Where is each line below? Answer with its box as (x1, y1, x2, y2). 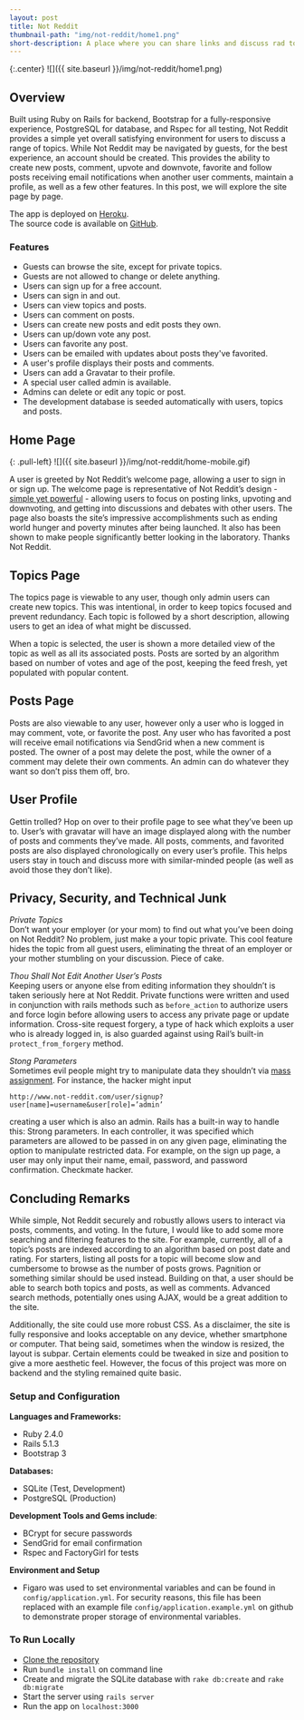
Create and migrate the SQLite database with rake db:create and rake (22, 1673, 284, 1684)
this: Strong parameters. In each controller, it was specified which (9, 1126, 254, 1137)
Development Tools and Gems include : (9, 1510, 157, 1520)
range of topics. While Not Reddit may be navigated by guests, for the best (9, 142, 288, 154)
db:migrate (22, 1683, 64, 1692)
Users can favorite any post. (22, 338, 128, 349)
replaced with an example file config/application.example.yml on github (22, 1601, 294, 1612)
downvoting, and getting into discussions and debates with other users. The (9, 503, 293, 513)
